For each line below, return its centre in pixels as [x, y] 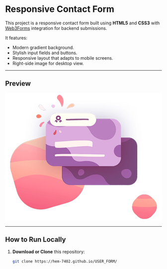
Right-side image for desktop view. [48, 63]
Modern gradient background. [43, 47]
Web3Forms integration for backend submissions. [56, 28]
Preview [18, 84]
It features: [16, 38]
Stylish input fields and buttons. [45, 53]
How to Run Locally [36, 240]
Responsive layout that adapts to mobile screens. [63, 58]
